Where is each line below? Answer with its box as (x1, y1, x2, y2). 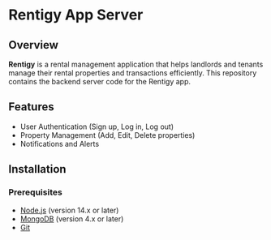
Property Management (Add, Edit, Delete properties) (19, 130, 196, 139)
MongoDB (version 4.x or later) (19, 213, 124, 224)
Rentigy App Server (8, 6, 144, 24)
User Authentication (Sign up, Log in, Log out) (19, 122, 174, 131)
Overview (8, 38, 59, 52)
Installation (8, 162, 67, 176)
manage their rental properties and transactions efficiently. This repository (8, 68, 257, 78)
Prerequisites (8, 186, 62, 198)
